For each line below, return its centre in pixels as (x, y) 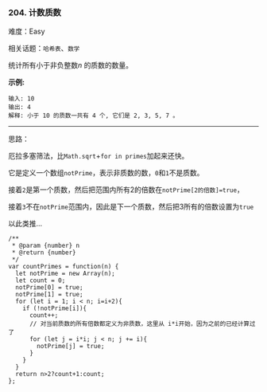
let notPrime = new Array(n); (65, 274)
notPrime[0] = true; (49, 288)
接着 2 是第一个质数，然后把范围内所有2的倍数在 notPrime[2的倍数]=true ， (126, 190)
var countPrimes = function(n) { (64, 267)
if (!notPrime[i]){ (55, 308)
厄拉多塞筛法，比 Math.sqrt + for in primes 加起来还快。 (99, 156)
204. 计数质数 (35, 12)
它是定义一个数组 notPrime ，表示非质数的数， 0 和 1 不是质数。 (106, 173)
